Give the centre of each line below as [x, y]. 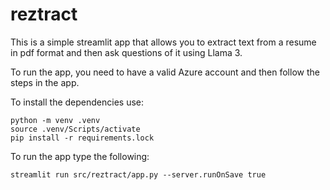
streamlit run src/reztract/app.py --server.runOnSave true [138, 174]
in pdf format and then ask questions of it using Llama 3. [126, 52]
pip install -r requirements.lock [82, 138]
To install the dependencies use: [77, 102]
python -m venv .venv [55, 120]
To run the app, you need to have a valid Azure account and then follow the [165, 72]
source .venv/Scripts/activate [75, 129]
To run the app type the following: [80, 156]
